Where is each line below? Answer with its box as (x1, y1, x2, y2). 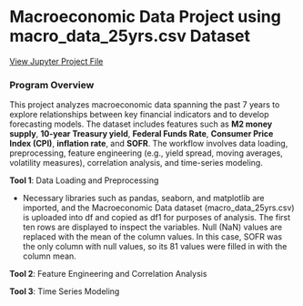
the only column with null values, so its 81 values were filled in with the (22, 241, 288, 252)
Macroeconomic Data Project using (9, 6, 282, 27)
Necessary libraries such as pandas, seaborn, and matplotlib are (22, 193, 265, 204)
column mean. (22, 250, 77, 261)
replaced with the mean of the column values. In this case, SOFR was (22, 231, 283, 242)
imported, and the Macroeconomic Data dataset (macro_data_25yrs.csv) (22, 202, 295, 213)
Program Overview (9, 78, 95, 91)
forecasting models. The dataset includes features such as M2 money (9, 118, 273, 129)
